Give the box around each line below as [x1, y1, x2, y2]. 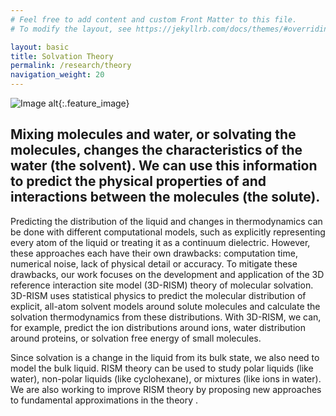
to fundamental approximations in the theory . [10, 394, 199, 406]
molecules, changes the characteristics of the [10, 142, 303, 159]
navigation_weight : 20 [10, 70, 105, 80]
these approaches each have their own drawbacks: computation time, [10, 247, 298, 259]
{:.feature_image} [58, 97, 130, 109]
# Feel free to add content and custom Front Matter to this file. [10, 14, 298, 25]
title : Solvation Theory [10, 51, 114, 61]
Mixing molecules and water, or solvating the [10, 126, 297, 143]
